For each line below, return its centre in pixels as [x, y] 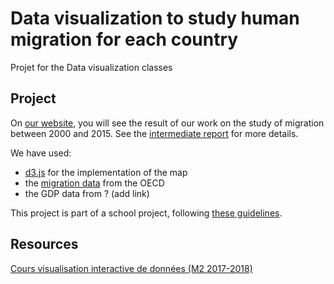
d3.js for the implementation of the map [106, 172]
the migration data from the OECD [94, 183]
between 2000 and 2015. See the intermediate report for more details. [154, 133]
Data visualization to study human [155, 18]
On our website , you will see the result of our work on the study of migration [167, 123]
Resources [44, 244]
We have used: [41, 153]
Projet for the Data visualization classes [91, 67]
